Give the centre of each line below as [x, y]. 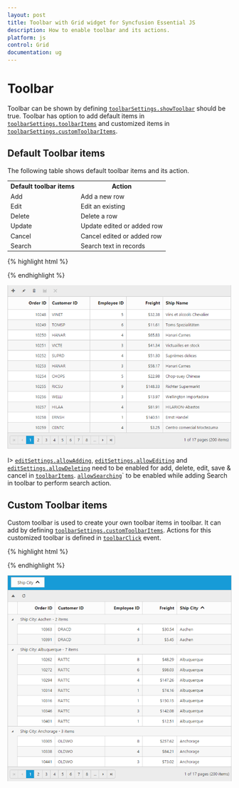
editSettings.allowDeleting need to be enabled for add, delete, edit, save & [119, 468]
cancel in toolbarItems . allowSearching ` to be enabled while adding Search [117, 475]
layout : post [27, 15]
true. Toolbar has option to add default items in [76, 116]
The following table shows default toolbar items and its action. [99, 170]
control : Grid [28, 45]
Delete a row [99, 216]
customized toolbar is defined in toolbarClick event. [84, 537]
